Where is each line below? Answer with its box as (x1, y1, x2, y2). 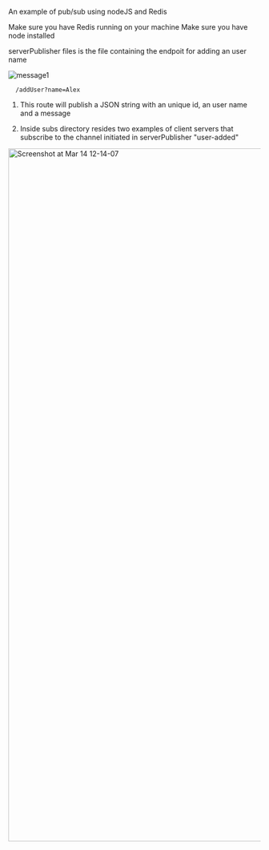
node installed (8, 31, 55, 40)
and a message (19, 108, 71, 118)
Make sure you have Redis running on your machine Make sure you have (8, 22, 248, 31)
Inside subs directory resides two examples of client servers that (19, 124, 234, 133)
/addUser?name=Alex (15, 86, 81, 94)
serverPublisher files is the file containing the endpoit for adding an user (8, 46, 247, 55)
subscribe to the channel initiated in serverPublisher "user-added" (19, 132, 239, 142)
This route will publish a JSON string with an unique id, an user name (19, 100, 248, 109)
